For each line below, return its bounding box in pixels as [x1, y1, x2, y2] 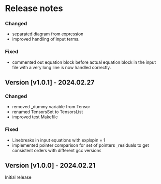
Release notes [5, 3, 63, 14]
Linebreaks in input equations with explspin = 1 [12, 137, 105, 143]
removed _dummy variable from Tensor [12, 104, 90, 110]
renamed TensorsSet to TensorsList [12, 109, 83, 115]
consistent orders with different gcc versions [12, 147, 102, 153]
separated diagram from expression [12, 31, 84, 37]
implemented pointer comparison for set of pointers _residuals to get [12, 142, 149, 148]
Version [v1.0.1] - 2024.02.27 [5, 78, 95, 87]
